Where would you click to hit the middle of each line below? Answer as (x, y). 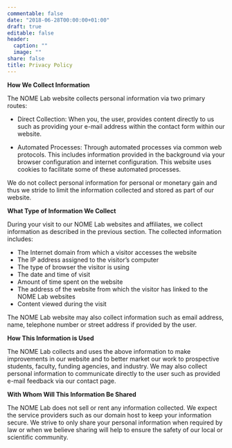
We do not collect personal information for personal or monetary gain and (112, 182)
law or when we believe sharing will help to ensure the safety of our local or (115, 429)
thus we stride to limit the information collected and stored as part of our (111, 190)
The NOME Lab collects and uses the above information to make (99, 351)
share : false (26, 59)
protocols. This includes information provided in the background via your (121, 154)
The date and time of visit (54, 274)
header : (18, 39)
